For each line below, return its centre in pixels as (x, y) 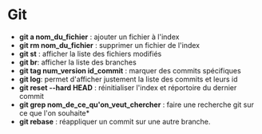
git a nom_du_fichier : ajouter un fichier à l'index (99, 37)
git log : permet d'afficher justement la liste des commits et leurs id (128, 79)
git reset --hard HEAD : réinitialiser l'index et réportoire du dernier (128, 87)
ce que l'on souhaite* (54, 112)
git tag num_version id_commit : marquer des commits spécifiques (130, 70)
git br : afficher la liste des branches (77, 62)
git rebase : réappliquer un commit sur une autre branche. (115, 121)
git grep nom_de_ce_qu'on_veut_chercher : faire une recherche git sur (137, 104)
